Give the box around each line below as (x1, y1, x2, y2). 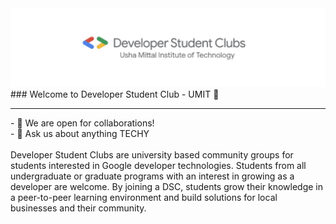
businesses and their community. (10, 202, 147, 214)
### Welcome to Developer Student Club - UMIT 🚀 (10, 88, 220, 100)
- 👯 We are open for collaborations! (10, 117, 155, 129)
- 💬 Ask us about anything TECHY (10, 128, 150, 139)
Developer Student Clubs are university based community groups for (10, 149, 294, 161)
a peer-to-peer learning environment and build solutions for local (10, 192, 278, 203)
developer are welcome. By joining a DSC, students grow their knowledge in (10, 181, 324, 192)
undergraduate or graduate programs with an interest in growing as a (10, 170, 295, 182)
